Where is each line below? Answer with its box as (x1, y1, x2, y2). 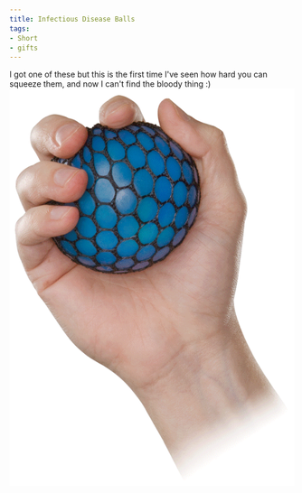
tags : (9, 23, 30, 33)
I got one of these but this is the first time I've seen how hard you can (9, 69, 269, 80)
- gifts (9, 43, 39, 52)
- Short (9, 33, 39, 42)
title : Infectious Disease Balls (9, 14, 136, 23)
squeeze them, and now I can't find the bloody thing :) (9, 79, 212, 89)
